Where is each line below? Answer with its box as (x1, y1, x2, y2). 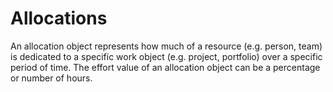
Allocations (10, 7, 108, 30)
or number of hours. (10, 72, 93, 84)
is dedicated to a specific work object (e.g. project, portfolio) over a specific (10, 50, 323, 62)
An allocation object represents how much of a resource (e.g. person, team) (10, 40, 323, 52)
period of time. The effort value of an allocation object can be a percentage (10, 61, 321, 73)
